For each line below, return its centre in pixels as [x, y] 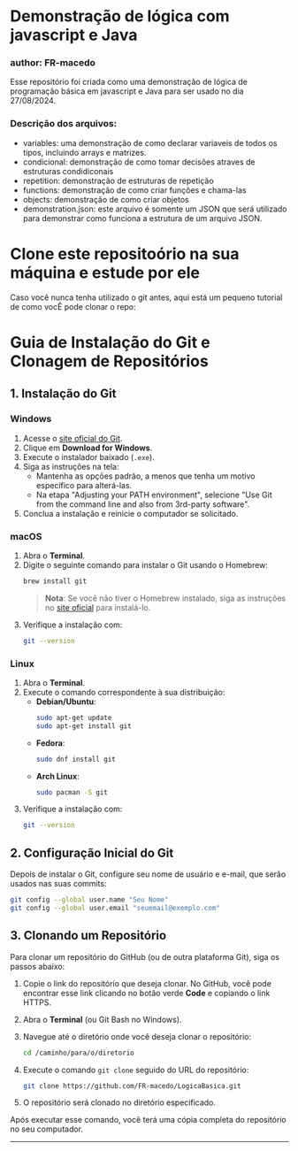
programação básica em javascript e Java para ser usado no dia [127, 91]
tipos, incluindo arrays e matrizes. [84, 152]
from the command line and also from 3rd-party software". [143, 504]
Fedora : [50, 743]
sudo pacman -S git [72, 792]
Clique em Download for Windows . [88, 448]
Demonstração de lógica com [120, 16]
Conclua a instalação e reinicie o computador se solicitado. [130, 513]
